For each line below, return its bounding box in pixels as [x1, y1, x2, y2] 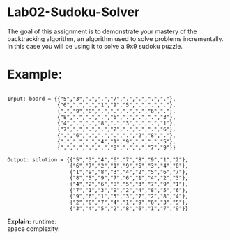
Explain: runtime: [7, 217, 57, 225]
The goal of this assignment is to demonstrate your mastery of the [7, 27, 197, 35]
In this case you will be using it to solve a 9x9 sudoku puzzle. [7, 42, 183, 50]
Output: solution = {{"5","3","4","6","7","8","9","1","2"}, [7, 156, 189, 163]
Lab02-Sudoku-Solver [7, 4, 140, 20]
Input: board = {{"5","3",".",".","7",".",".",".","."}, [7, 95, 176, 102]
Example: [7, 67, 63, 82]
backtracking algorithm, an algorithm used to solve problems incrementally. [7, 34, 224, 42]
